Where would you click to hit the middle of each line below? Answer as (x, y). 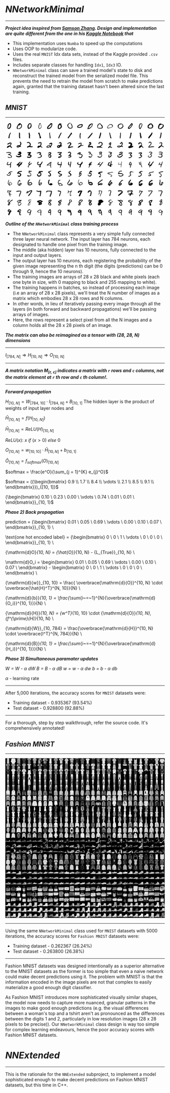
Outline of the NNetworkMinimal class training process (62, 223)
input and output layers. (37, 255)
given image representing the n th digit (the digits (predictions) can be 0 (88, 266)
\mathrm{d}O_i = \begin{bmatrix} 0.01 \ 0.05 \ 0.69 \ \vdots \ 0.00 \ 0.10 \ (81, 562)
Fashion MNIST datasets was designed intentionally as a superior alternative (85, 966)
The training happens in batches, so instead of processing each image (86, 287)
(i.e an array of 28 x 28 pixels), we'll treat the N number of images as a (86, 293)
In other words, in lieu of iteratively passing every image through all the (87, 304)
